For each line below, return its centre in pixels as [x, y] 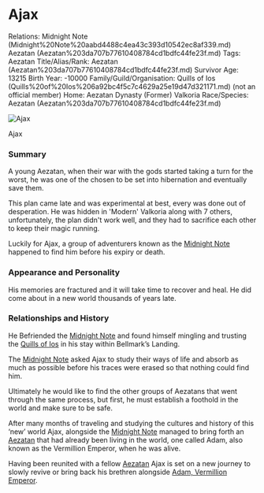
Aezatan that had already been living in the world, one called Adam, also [125, 439]
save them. [26, 188]
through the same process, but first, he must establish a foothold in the [123, 399]
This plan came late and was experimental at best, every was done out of [127, 203]
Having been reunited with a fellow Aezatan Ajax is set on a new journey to [129, 463]
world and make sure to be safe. [60, 408]
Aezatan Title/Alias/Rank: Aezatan [63, 61]
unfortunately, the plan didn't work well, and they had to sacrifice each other [132, 220]
